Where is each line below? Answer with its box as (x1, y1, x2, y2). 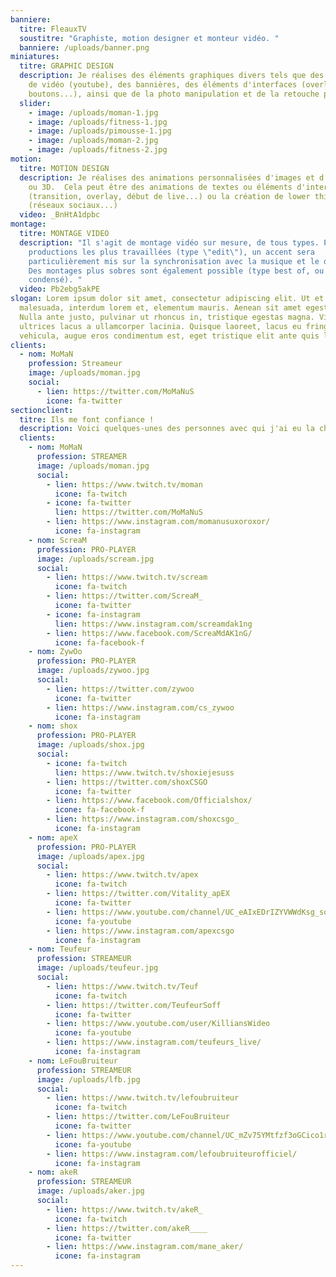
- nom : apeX (28, 832, 78, 843)
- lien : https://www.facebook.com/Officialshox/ (46, 796, 253, 806)
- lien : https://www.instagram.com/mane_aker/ (46, 1242, 244, 1252)
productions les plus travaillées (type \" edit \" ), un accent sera (28, 247, 315, 257)
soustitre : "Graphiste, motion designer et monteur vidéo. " (19, 33, 280, 43)
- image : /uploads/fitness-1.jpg (28, 117, 168, 127)
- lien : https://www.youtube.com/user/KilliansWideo (46, 1019, 271, 1029)
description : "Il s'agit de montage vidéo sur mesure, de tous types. (19, 237, 320, 248)
